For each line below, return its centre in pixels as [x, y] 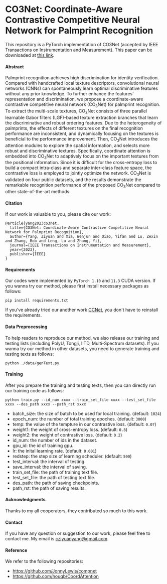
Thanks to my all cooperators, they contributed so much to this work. [76, 511]
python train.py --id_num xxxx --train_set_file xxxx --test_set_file [80, 400]
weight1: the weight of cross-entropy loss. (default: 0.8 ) [70, 429]
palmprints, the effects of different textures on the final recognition [74, 128]
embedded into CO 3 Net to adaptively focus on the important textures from [82, 157]
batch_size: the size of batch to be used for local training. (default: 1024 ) [87, 413]
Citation [14, 203]
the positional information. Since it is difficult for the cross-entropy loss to [81, 163]
